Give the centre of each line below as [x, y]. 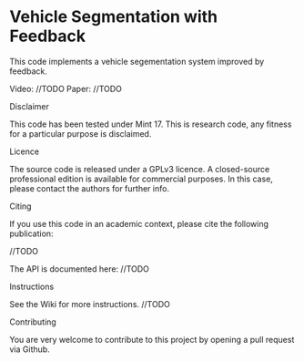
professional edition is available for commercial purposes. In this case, [141, 179]
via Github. [30, 349]
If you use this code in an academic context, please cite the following [139, 223]
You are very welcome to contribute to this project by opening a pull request [152, 339]
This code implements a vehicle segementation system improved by [137, 61]
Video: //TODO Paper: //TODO [66, 88]
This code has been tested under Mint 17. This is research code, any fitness [151, 124]
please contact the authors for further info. [90, 188]
